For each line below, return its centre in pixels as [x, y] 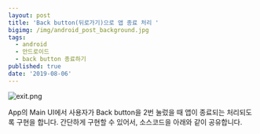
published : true [35, 67]
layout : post [29, 15]
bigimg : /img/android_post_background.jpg [79, 30]
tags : [17, 37]
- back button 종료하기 [51, 60]
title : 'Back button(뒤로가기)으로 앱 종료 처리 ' [84, 23]
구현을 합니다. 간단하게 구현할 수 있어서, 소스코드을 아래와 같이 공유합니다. [129, 121]
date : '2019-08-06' [40, 74]
